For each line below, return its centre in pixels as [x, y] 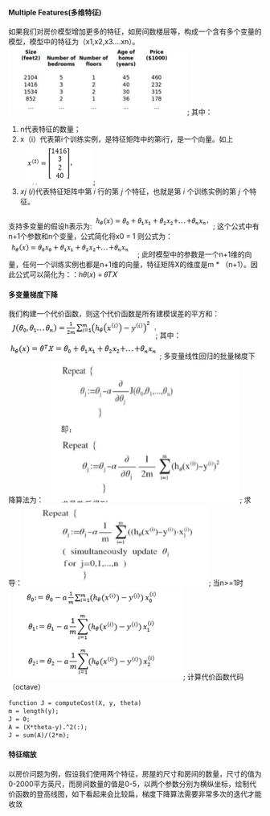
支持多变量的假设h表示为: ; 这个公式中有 [134, 226]
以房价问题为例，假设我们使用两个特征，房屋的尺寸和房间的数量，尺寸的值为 [135, 773]
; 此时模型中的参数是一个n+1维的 [191, 254]
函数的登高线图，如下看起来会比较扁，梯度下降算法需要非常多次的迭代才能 [138, 793]
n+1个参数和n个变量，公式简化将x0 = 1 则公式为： [90, 237]
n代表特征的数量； [51, 130]
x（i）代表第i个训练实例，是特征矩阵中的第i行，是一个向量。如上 [127, 139]
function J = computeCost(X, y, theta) [75, 703]
